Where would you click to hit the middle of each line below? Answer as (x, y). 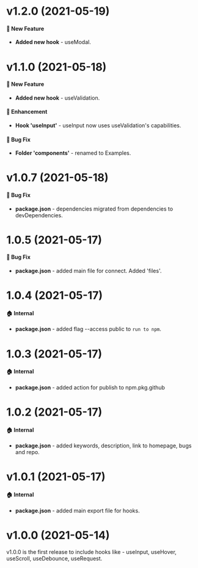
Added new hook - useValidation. (57, 98)
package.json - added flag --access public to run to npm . (88, 329)
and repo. (27, 452)
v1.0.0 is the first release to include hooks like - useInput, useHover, (92, 552)
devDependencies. (39, 215)
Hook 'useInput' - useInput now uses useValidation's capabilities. (98, 125)
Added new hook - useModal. (53, 42)
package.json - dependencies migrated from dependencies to (94, 209)
